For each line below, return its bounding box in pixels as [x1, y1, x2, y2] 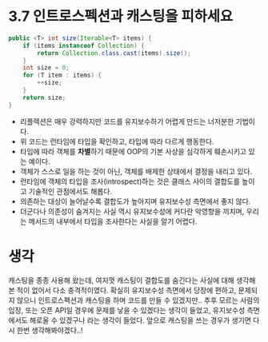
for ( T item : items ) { [22, 71, 102, 80]
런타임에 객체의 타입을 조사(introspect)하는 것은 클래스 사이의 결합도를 [19, 177, 240, 186]
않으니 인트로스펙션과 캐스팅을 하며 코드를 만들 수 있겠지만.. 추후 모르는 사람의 [16, 295, 260, 304]
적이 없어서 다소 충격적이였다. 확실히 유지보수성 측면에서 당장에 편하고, [16, 285, 237, 295]
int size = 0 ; [22, 64, 70, 72]
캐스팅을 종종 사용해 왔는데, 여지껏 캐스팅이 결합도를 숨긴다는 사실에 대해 [8, 275, 234, 284]
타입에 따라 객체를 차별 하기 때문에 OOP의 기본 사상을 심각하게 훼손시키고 [19, 146, 246, 156]
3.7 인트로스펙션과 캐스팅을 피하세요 [8, 7, 234, 26]
